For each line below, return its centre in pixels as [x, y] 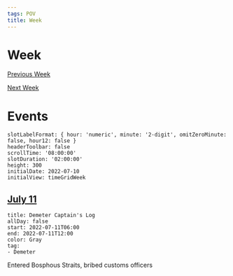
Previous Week [29, 74]
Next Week [23, 88]
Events [28, 116]
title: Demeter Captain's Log [51, 215]
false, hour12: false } [42, 141]
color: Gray [24, 240]
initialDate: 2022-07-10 [43, 172]
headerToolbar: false [39, 147]
